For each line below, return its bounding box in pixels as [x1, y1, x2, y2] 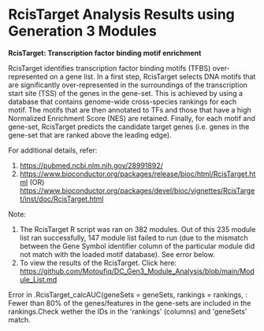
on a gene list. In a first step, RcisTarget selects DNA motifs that [49, 72, 256, 81]
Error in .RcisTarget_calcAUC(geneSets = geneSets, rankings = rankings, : [8, 289, 248, 300]
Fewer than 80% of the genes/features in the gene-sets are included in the [8, 298, 251, 307]
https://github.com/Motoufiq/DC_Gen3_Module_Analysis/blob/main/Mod [19, 266, 255, 276]
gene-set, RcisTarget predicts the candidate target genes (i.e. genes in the [8, 122, 250, 131]
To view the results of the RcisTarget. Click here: [19, 258, 177, 267]
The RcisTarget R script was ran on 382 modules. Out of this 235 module [19, 224, 256, 234]
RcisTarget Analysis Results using [8, 6, 235, 24]
